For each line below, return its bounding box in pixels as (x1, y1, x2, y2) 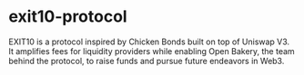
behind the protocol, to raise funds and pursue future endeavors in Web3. (8, 55, 285, 66)
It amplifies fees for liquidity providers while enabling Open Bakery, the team (8, 45, 295, 56)
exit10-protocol (8, 6, 128, 27)
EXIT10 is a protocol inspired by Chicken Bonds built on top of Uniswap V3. (8, 36, 290, 47)
